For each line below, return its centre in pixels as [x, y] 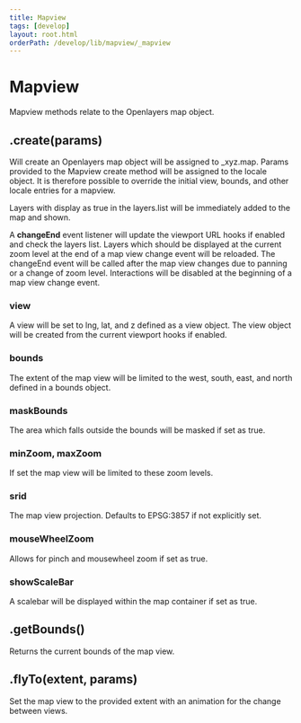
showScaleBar [42, 582]
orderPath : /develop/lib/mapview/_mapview [90, 43]
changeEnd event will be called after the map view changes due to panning [148, 263]
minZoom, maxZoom [56, 453]
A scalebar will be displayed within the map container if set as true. [133, 602]
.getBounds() [47, 630]
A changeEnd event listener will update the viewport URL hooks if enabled [147, 235]
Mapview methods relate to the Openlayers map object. [112, 112]
